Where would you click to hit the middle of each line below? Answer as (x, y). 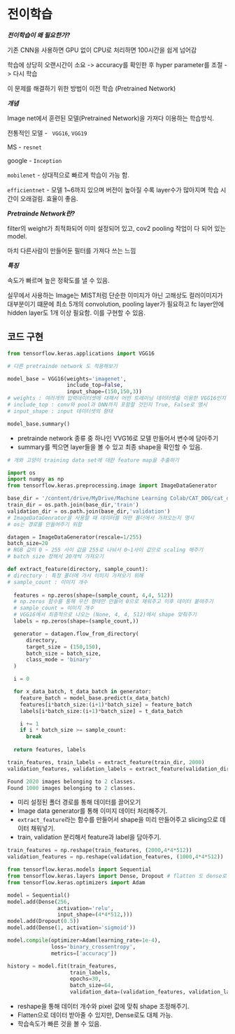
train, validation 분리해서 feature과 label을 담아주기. (89, 837)
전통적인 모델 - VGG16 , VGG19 (47, 133)
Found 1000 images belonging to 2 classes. (72, 788)
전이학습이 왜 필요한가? (39, 35)
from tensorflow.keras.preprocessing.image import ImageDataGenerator (112, 486)
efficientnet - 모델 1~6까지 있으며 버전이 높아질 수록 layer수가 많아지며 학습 (113, 190)
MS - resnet (24, 147)
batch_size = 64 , (92, 986)
